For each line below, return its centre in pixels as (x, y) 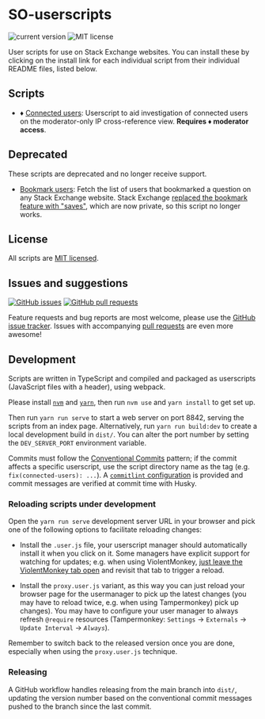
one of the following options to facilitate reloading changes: (105, 530)
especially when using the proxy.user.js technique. (93, 652)
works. (30, 214)
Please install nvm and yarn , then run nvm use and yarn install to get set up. (132, 402)
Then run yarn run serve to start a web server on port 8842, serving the (126, 417)
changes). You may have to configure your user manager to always (129, 611)
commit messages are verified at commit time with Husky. (102, 484)
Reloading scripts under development (82, 503)
